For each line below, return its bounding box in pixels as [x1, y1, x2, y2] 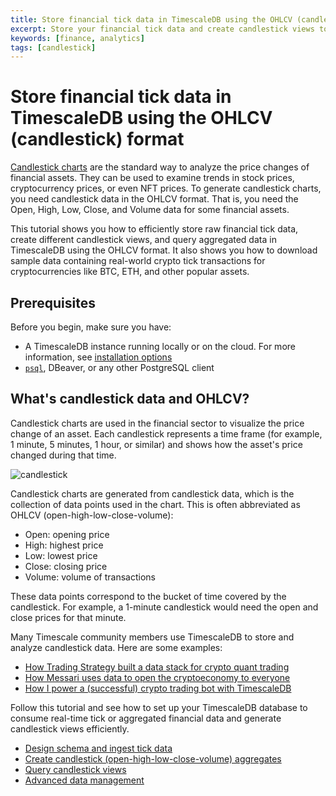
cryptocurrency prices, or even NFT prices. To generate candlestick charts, [10, 182, 322, 195]
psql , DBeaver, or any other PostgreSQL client [24, 362, 215, 373]
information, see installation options [24, 351, 173, 363]
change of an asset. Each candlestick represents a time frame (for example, [10, 427, 323, 440]
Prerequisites [10, 294, 96, 311]
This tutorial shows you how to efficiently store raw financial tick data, [10, 223, 299, 235]
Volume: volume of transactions [24, 571, 156, 583]
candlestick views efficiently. [10, 722, 130, 735]
